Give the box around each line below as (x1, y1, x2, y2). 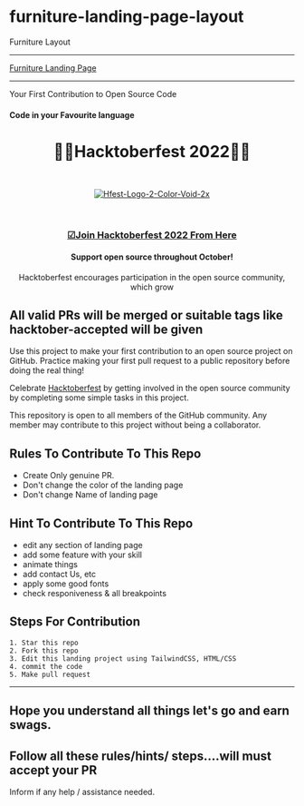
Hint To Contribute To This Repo (9, 516, 194, 531)
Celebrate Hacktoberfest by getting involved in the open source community (9, 383, 291, 394)
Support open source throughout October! (71, 251, 233, 262)
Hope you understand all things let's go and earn (9, 703, 290, 719)
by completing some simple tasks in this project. (9, 392, 190, 403)
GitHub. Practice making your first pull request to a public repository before (9, 356, 290, 367)
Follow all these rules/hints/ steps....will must (9, 748, 271, 763)
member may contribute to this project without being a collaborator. (9, 419, 261, 430)
